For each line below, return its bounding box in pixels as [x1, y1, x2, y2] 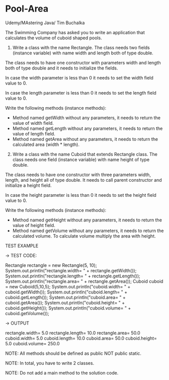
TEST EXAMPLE [5, 243, 39, 249]
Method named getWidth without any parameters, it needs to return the [12, 114, 161, 121]
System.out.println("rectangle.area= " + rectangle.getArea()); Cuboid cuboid [5, 278, 163, 284]
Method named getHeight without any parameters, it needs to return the [12, 217, 162, 223]
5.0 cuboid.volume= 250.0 [5, 340, 60, 346]
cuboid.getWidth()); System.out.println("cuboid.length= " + [5, 289, 127, 295]
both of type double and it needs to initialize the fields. [5, 65, 118, 71]
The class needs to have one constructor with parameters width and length [5, 59, 161, 65]
